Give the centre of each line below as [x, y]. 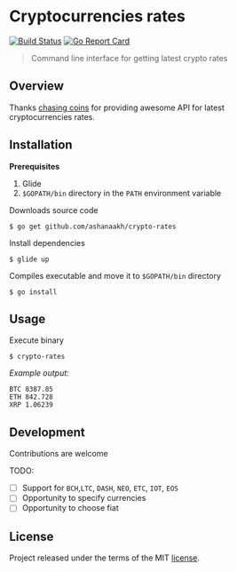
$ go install [33, 292]
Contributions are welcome [59, 454]
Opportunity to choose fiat [71, 508]
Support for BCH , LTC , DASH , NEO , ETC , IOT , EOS [100, 488]
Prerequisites [35, 166]
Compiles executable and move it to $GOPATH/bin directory [115, 275]
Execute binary [37, 340]
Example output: [39, 373]
